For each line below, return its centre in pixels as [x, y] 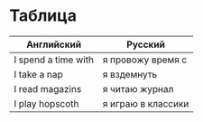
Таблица [43, 16]
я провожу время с [145, 60]
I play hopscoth [46, 103]
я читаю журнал [138, 89]
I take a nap [38, 74]
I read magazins [48, 89]
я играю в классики [146, 103]
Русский [145, 44]
